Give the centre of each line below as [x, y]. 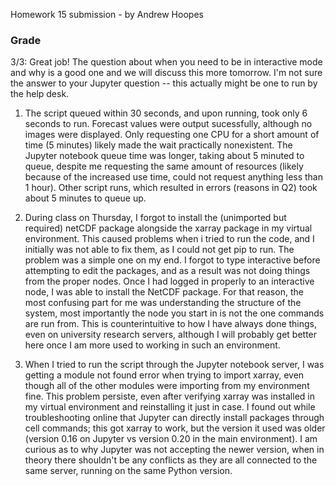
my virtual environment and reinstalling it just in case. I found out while [170, 407]
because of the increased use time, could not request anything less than [174, 177]
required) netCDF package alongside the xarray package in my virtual [168, 228]
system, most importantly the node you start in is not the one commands [174, 313]
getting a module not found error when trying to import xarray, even [164, 375]
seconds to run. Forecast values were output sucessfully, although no [168, 124]
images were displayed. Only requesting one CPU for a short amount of [172, 135]
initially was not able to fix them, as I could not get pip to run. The [159, 250]
